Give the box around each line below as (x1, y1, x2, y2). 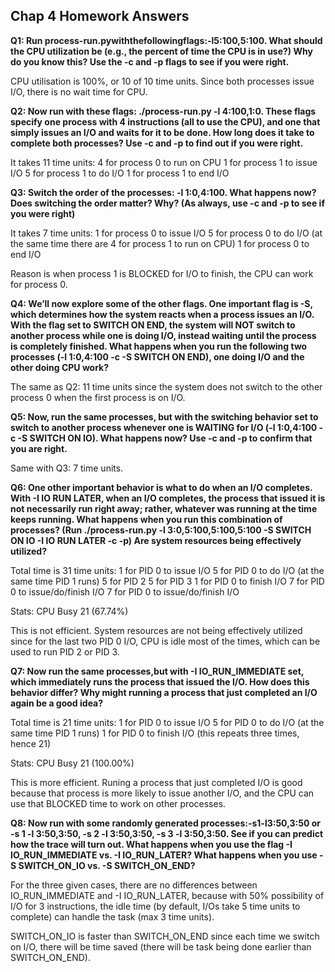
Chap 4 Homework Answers (10, 8, 190, 25)
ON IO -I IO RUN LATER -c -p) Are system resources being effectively (10, 534, 302, 546)
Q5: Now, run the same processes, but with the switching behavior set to (10, 410, 319, 423)
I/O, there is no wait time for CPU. (10, 85, 148, 98)
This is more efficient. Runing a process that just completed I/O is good (10, 776, 303, 788)
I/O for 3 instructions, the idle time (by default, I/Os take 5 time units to (10, 900, 301, 912)
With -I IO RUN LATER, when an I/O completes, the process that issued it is (10, 492, 326, 504)
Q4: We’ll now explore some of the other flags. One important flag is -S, (10, 297, 313, 309)
